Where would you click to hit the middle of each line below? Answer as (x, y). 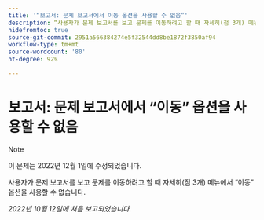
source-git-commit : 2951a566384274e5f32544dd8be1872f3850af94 (112, 37)
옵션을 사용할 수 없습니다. (47, 192)
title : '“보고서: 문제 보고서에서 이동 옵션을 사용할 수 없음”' (98, 15)
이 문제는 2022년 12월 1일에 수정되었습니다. (75, 165)
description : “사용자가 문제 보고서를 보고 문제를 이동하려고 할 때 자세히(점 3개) (126, 23)
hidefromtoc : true (38, 30)
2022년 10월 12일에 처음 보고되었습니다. (70, 208)
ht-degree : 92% (33, 60)
